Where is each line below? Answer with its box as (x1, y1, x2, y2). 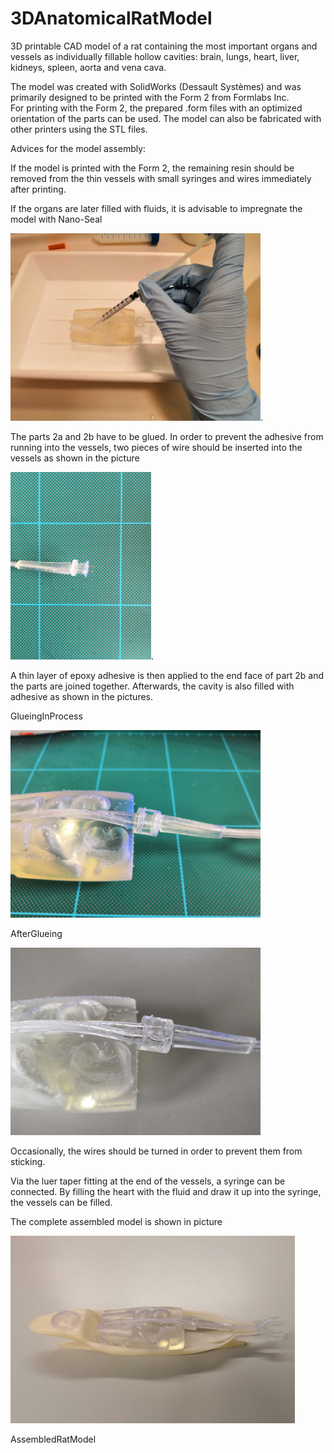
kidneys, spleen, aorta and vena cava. (10, 61, 167, 73)
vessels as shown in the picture (10, 452, 140, 464)
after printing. (10, 183, 67, 195)
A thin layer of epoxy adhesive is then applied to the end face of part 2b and (10, 669, 325, 681)
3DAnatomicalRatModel (10, 7, 213, 30)
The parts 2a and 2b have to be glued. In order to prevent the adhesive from (10, 430, 324, 442)
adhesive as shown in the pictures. (10, 690, 154, 702)
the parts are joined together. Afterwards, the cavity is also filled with (10, 680, 295, 692)
